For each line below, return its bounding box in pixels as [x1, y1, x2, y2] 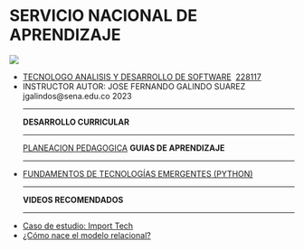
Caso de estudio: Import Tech [22, 220, 134, 231]
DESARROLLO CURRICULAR [22, 116, 129, 127]
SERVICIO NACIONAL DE [9, 5, 197, 26]
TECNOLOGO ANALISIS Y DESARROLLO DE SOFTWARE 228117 [22, 71, 262, 82]
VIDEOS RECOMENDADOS [22, 194, 124, 205]
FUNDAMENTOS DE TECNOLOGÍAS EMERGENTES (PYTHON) [22, 168, 253, 179]
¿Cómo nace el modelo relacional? [22, 229, 151, 240]
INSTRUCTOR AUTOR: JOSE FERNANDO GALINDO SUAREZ [22, 80, 246, 91]
